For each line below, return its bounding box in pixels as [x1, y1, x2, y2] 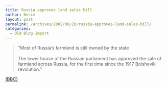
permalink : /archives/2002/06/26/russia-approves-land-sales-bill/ [5, 21, 152, 27]
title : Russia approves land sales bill [5, 7, 93, 13]
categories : [5, 26, 31, 31]
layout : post [5, 17, 33, 22]
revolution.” [17, 66, 42, 72]
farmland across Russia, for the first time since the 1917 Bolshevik [17, 61, 156, 67]
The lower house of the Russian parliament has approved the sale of [17, 56, 162, 61]
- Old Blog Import [10, 31, 50, 36]
